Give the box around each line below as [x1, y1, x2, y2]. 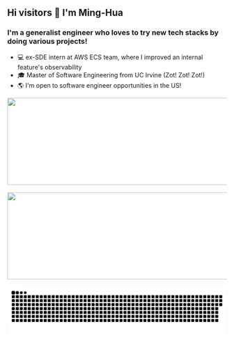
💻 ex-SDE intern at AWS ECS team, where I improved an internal [17, 53, 203, 61]
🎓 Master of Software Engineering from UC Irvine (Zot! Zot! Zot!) [17, 70, 205, 79]
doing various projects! [7, 36, 88, 46]
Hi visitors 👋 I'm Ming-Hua [7, 7, 124, 19]
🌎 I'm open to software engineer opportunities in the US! [17, 81, 182, 89]
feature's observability [17, 63, 82, 71]
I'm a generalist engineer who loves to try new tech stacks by [7, 28, 219, 38]
